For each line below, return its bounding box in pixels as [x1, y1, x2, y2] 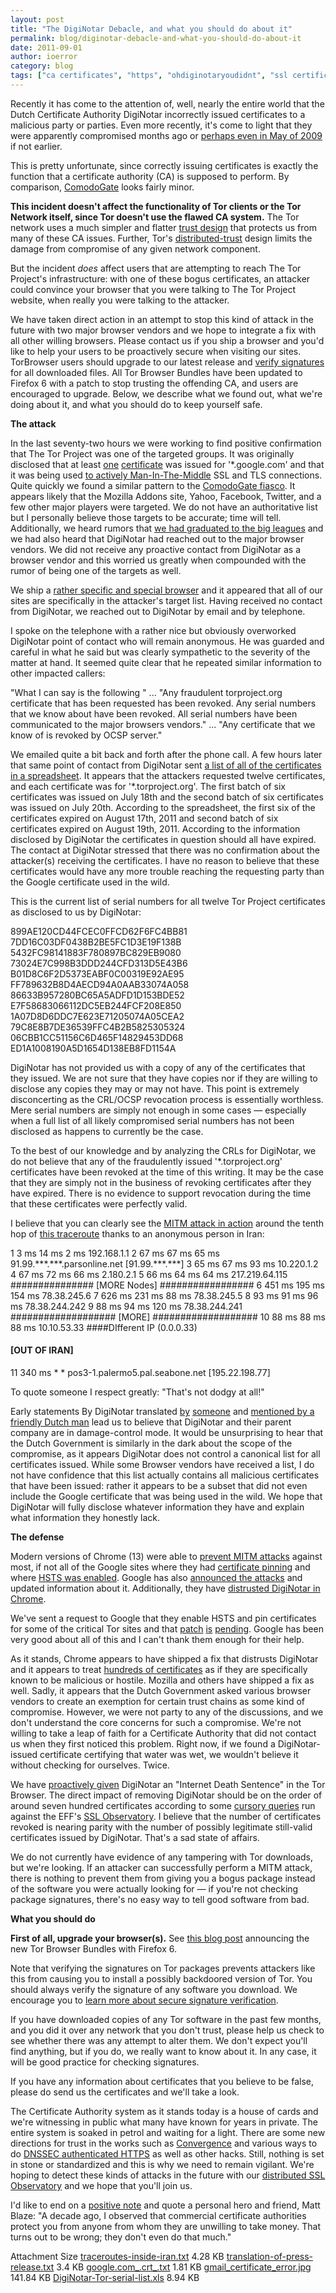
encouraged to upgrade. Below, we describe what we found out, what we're [10, 387, 323, 400]
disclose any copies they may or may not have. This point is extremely [10, 1082, 300, 1095]
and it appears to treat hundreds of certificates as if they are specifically [10, 1664, 308, 1676]
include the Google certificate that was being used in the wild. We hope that [10, 1491, 323, 1503]
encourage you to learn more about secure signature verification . [10, 1994, 279, 2006]
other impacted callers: [10, 667, 106, 679]
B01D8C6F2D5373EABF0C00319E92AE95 [10, 967, 185, 980]
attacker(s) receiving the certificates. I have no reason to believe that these [10, 854, 320, 866]
